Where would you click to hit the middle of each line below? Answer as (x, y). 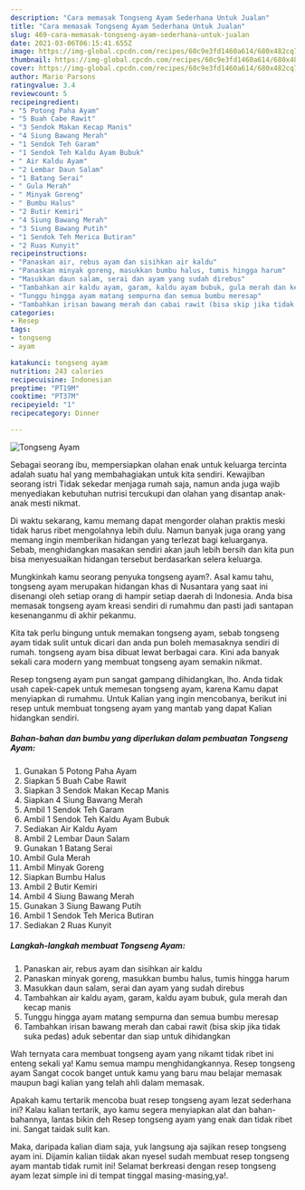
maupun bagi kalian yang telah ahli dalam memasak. (108, 1082)
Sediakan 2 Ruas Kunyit (67, 924)
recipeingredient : (45, 102)
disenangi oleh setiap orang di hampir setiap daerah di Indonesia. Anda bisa (152, 595)
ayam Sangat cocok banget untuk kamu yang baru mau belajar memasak (146, 1073)
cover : (23, 69)
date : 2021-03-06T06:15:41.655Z (71, 43)
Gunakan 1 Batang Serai (68, 847)
